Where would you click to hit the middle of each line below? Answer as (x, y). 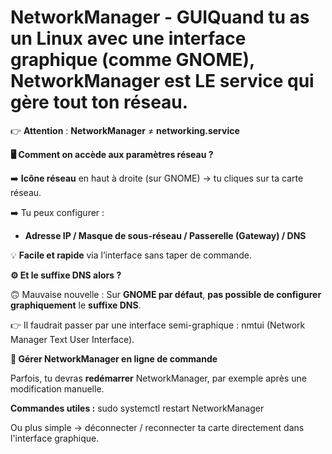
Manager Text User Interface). (72, 339)
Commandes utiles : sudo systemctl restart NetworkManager (137, 408)
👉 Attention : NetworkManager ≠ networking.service (125, 130)
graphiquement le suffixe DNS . (76, 305)
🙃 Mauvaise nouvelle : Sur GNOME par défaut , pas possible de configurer (166, 294)
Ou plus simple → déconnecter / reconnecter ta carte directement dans (157, 427)
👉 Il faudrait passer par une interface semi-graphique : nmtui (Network (158, 325)
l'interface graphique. (55, 438)
